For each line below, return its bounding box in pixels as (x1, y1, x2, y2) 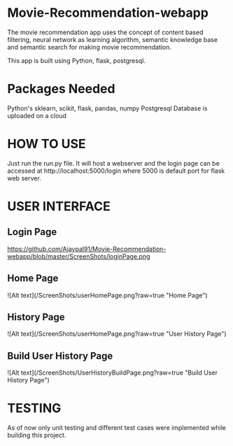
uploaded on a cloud (7, 111, 66, 120)
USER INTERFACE (7, 199, 111, 214)
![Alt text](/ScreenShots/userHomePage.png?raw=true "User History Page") (7, 330, 227, 338)
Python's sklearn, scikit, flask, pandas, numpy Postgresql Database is (7, 103, 208, 113)
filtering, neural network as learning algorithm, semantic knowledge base (7, 35, 218, 43)
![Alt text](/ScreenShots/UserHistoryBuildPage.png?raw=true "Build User (7, 368, 218, 377)
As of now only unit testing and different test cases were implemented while (7, 424, 226, 432)
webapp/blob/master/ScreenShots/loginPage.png (7, 252, 150, 260)
